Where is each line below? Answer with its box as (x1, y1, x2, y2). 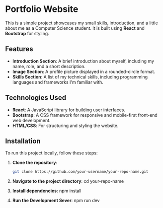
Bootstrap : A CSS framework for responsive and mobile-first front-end (12, 112, 158, 118)
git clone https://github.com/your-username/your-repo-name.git (12, 169, 149, 174)
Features (5, 45, 33, 53)
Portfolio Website (5, 3, 79, 15)
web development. (12, 117, 51, 123)
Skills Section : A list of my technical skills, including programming (12, 73, 148, 80)
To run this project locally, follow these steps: (5, 150, 98, 156)
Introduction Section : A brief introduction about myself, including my (12, 58, 154, 64)
